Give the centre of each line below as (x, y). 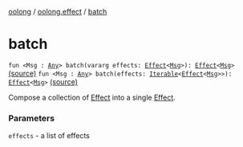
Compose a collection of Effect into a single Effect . (92, 97)
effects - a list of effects (49, 136)
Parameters (31, 118)
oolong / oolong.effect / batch (58, 12)
